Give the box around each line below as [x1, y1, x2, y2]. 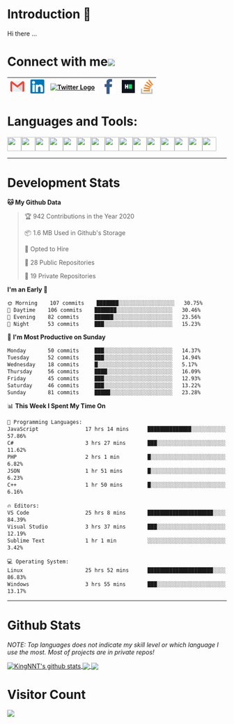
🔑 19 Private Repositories [24, 271, 96, 280]
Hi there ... [7, 29, 37, 38]
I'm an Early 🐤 [7, 285, 48, 294]
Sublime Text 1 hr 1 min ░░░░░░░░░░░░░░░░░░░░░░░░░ [7, 537, 226, 544]
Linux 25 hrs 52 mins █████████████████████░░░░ [7, 566, 226, 574]
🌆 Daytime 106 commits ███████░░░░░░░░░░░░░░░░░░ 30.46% [7, 306, 201, 313]
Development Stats [7, 175, 120, 190]
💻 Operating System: [7, 558, 70, 565]
